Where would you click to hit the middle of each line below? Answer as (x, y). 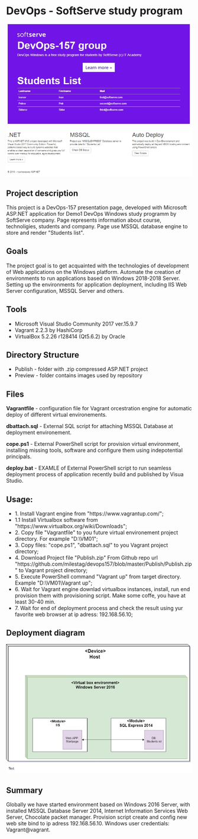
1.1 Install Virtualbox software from (56, 520)
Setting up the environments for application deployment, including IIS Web (97, 284)
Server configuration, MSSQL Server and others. (65, 291)
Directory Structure (43, 355)
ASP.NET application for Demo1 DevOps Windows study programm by (91, 213)
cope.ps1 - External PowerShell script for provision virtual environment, (93, 444)
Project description (42, 193)
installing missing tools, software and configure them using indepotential (95, 450)
